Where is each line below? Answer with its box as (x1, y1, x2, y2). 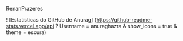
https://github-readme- (96, 16, 153, 23)
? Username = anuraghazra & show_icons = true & (55, 23, 178, 29)
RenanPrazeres (6, 5, 43, 12)
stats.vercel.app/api (6, 23, 55, 29)
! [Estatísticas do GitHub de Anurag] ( (6, 16, 97, 23)
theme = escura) (6, 29, 46, 36)
